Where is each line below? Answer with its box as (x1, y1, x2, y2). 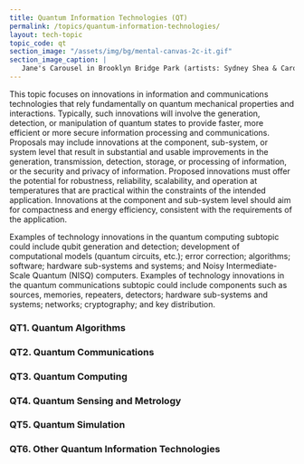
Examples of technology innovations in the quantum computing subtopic (9, 231, 280, 242)
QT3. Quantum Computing (9, 370, 128, 382)
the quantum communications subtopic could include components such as (9, 279, 288, 290)
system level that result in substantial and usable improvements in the (9, 146, 269, 157)
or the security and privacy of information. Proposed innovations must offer (9, 165, 291, 177)
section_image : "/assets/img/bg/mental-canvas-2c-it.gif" (9, 47, 233, 56)
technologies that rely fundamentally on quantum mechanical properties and (9, 98, 295, 109)
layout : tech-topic (9, 30, 83, 39)
